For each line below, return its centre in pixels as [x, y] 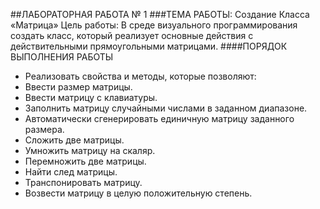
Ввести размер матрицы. [78, 87]
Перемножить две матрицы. [85, 161]
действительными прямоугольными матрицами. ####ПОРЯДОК [149, 46]
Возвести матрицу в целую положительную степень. [138, 193]
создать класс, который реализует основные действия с [132, 35]
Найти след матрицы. [71, 172]
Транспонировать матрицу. [83, 182]
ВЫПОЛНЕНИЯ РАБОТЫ [62, 57]
